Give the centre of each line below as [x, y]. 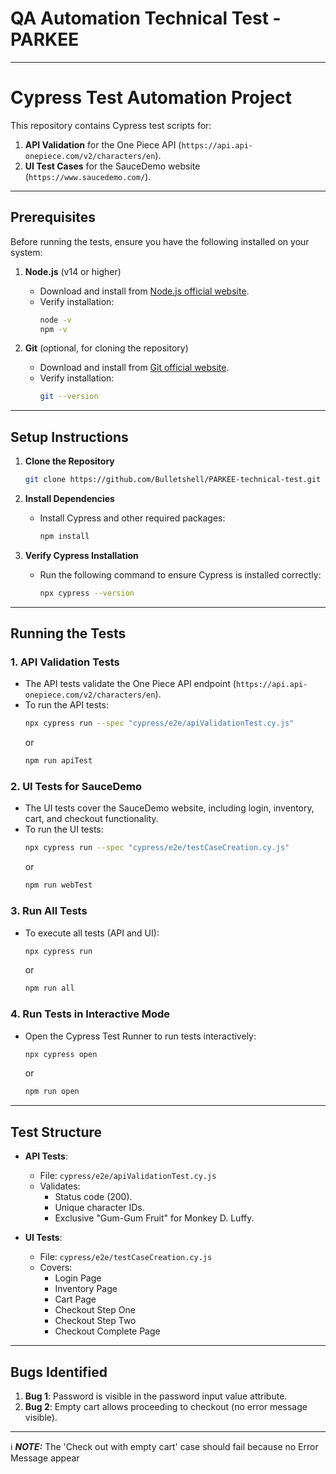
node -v [55, 320]
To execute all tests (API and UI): [92, 933]
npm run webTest [58, 885]
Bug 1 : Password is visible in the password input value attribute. [156, 1396]
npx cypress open [61, 1054]
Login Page [78, 1278]
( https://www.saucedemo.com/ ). [88, 176]
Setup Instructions [69, 437]
